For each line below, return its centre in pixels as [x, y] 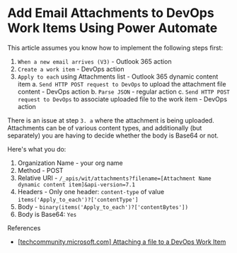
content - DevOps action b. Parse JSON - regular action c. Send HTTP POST [123, 91]
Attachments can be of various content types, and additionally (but [105, 128]
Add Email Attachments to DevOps [111, 13]
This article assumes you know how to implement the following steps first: [115, 47]
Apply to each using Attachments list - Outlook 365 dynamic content [118, 77]
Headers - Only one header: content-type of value [91, 191]
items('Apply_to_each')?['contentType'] [78, 200]
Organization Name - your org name [70, 163]
